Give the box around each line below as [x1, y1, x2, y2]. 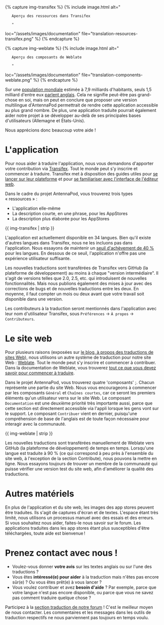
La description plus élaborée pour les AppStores [12, 216, 110, 221]
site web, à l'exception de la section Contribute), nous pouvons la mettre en [5, 455, 157, 461]
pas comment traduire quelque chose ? [12, 595, 91, 601]
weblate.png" [5, 77, 32, 83]
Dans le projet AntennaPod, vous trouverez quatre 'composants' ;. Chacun [5, 379, 155, 385]
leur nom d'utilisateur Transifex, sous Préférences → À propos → [5, 310, 134, 317]
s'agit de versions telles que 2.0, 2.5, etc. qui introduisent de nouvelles [5, 275, 147, 281]
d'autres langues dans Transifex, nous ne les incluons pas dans [5, 239, 133, 246]
